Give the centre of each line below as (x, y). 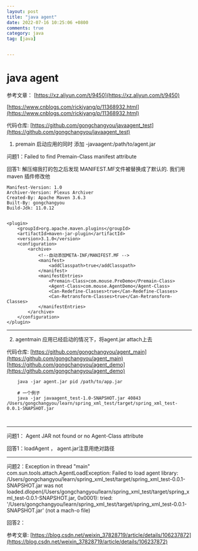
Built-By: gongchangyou (36, 203)
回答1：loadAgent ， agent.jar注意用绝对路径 (61, 448)
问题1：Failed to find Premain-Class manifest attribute (72, 156)
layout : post (23, 11)
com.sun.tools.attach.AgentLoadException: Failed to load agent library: (93, 473)
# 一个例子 (29, 393)
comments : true (25, 28)
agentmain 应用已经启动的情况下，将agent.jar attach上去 (84, 339)
